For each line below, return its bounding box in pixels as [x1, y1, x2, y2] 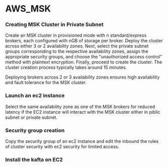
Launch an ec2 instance [5, 92, 65, 99]
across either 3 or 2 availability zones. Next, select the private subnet [5, 43, 149, 49]
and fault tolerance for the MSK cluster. [5, 79, 87, 86]
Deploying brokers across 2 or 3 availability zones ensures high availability [5, 74, 160, 80]
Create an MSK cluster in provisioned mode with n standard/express [5, 32, 147, 38]
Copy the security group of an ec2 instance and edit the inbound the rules [5, 138, 159, 144]
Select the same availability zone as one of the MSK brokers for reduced [5, 104, 155, 110]
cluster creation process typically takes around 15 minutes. [5, 64, 127, 70]
